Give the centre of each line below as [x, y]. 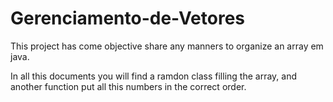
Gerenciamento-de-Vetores [128, 18]
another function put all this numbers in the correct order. [128, 86]
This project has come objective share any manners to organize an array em [167, 46]
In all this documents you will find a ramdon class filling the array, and [154, 76]
